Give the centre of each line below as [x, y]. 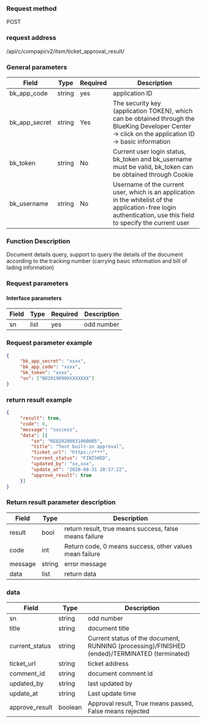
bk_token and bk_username [152, 159]
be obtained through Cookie [153, 174]
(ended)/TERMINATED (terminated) [139, 653]
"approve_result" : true [61, 475]
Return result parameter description [61, 502]
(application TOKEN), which [153, 110]
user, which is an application [154, 192]
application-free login [144, 207]
